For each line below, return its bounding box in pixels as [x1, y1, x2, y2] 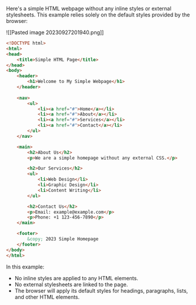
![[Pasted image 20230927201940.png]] [6, 29, 104, 36]
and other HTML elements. [14, 293, 80, 300]
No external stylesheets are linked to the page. [14, 281, 128, 288]
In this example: [6, 263, 45, 270]
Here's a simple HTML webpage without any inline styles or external [6, 5, 172, 12]
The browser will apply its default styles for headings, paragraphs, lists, [14, 287, 188, 294]
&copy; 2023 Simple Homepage [27, 236, 99, 242]
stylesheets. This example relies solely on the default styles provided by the [6, 11, 190, 18]
